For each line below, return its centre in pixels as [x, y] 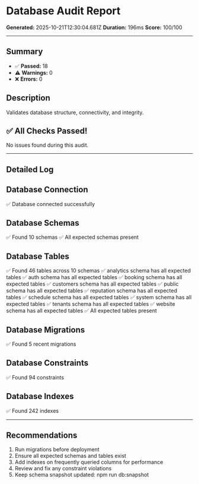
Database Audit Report [63, 11]
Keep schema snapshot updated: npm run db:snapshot [82, 475]
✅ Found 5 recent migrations [41, 344]
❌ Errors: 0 [28, 79]
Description [28, 98]
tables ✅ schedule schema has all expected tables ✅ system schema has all [99, 298]
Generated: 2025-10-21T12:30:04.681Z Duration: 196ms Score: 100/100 [94, 27]
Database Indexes [40, 396]
